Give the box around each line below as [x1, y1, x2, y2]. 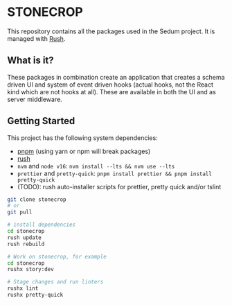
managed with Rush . [7, 34, 66, 42]
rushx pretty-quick [7, 292, 64, 299]
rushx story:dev [7, 266, 54, 273]
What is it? [7, 55, 54, 67]
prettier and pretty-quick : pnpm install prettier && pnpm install [17, 169, 213, 177]
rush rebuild [7, 241, 45, 247]
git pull [7, 209, 33, 216]
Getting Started [7, 115, 75, 127]
